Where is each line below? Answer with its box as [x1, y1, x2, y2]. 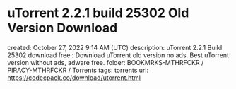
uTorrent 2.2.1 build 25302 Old [7, 5, 189, 21]
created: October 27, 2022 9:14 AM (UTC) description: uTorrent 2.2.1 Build [7, 43, 223, 52]
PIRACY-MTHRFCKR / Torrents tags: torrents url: [7, 66, 149, 74]
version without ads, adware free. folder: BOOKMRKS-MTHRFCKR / [7, 58, 204, 66]
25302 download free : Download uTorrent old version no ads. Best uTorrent [7, 51, 230, 59]
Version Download [7, 20, 118, 36]
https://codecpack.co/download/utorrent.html [7, 73, 141, 82]
